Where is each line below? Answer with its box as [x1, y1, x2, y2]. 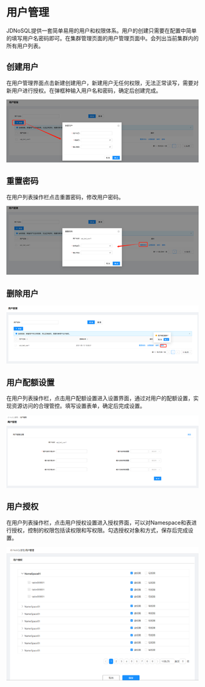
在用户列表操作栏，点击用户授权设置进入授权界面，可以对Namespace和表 [6, 518, 192, 526]
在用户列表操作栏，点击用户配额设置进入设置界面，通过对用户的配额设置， [6, 394, 193, 402]
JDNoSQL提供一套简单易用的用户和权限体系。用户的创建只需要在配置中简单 [6, 27, 197, 34]
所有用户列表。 [6, 42, 44, 49]
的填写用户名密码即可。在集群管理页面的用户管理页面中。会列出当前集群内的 [6, 34, 199, 42]
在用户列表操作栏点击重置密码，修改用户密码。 [6, 193, 124, 200]
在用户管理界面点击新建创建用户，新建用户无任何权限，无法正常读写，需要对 [6, 79, 199, 86]
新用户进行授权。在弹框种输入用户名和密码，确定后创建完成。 [6, 87, 162, 94]
